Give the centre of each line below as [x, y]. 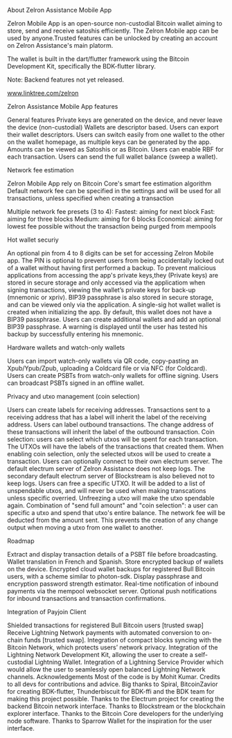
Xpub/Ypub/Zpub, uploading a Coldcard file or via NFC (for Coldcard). [107, 368]
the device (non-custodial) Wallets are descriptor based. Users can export [113, 127]
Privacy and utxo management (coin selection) [74, 396]
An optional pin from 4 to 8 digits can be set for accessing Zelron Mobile [110, 253]
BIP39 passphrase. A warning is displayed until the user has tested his [107, 327]
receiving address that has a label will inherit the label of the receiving [107, 417]
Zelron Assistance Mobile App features [63, 106]
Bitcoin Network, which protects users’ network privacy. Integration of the [113, 647]
